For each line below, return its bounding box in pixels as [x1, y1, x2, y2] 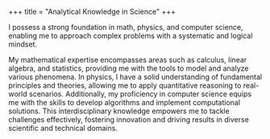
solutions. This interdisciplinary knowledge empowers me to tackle [8, 106, 230, 116]
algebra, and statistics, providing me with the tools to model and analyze [8, 63, 249, 73]
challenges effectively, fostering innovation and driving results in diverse [8, 115, 250, 124]
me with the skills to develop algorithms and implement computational [8, 98, 240, 107]
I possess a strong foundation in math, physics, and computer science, [8, 22, 243, 31]
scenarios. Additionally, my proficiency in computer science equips [28, 89, 252, 99]
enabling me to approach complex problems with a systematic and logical [8, 31, 253, 40]
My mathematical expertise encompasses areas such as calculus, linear [8, 55, 247, 64]
